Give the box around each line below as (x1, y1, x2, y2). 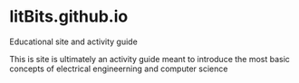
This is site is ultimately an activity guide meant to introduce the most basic (9, 53, 290, 64)
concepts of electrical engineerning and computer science (9, 63, 228, 74)
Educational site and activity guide (9, 36, 138, 47)
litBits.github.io (9, 6, 129, 27)
